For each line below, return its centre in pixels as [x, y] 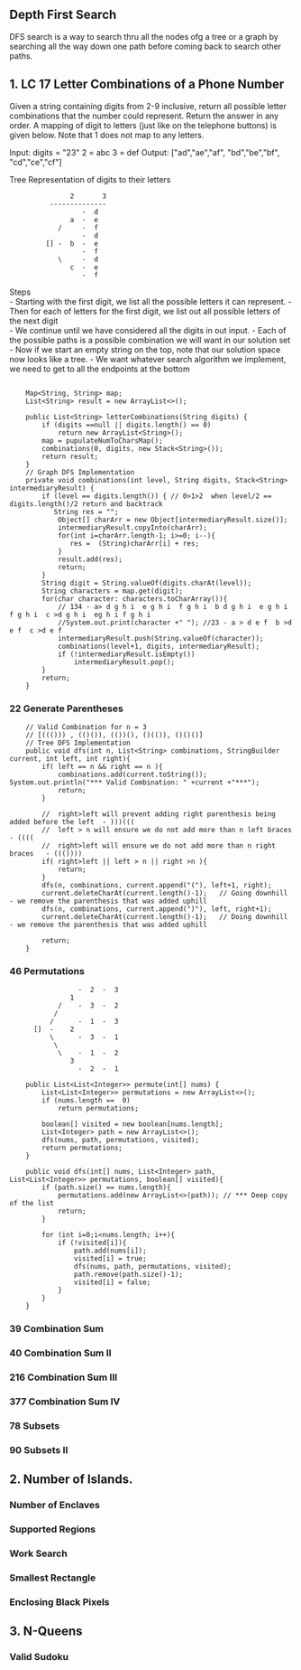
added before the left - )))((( [72, 821]
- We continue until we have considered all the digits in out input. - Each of [148, 330]
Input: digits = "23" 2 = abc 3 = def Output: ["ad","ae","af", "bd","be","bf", [145, 152]
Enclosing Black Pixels [59, 1601]
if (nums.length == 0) [86, 1101]
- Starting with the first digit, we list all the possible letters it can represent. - [150, 301]
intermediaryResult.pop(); [124, 662]
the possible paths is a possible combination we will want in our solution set [150, 340]
